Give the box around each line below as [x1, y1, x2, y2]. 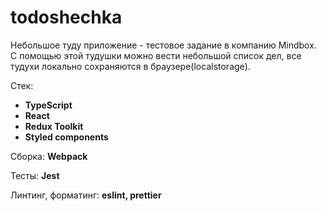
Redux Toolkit [24, 120, 84, 132]
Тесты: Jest [10, 169, 60, 181]
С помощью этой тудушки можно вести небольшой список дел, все [10, 49, 302, 61]
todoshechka [10, 6, 123, 29]
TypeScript [24, 99, 73, 111]
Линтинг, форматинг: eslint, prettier [10, 189, 162, 201]
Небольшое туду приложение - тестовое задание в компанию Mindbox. [10, 39, 317, 51]
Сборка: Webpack [10, 150, 88, 162]
